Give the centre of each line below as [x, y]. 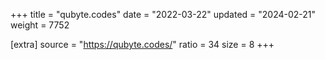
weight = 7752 [40, 25]
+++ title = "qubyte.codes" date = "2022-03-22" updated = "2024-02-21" [163, 14]
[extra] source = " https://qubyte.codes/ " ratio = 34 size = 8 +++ [142, 44]
